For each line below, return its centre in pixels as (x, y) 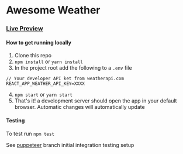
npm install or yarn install (49, 61)
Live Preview (25, 29)
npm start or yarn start (44, 95)
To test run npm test (30, 134)
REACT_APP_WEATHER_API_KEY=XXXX (45, 84)
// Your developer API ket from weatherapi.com (65, 79)
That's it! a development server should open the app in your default (96, 101)
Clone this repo (33, 56)
